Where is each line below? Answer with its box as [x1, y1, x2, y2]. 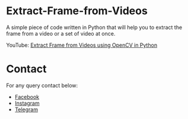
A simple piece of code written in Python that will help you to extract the [6, 24, 183, 31]
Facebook [14, 93, 40, 100]
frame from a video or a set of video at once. [6, 30, 116, 37]
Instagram [14, 99, 40, 107]
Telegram [14, 105, 39, 113]
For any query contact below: [6, 82, 78, 89]
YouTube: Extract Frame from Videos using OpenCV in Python [6, 41, 158, 49]
